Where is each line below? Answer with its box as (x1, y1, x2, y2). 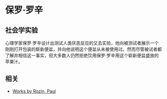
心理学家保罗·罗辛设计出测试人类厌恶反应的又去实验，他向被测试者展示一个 (5, 40, 159, 46)
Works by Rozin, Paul (12, 88, 56, 94)
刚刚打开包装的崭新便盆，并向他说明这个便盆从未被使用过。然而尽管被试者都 (5, 46, 162, 52)
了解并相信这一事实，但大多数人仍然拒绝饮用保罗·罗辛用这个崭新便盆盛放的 (5, 53, 159, 58)
